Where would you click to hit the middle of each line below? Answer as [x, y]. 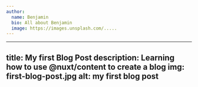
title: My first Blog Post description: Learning [90, 58]
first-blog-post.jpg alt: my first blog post [82, 76]
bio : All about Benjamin [42, 22]
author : [16, 12]
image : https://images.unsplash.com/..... [64, 28]
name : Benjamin [30, 17]
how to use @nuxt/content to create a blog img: [95, 67]
